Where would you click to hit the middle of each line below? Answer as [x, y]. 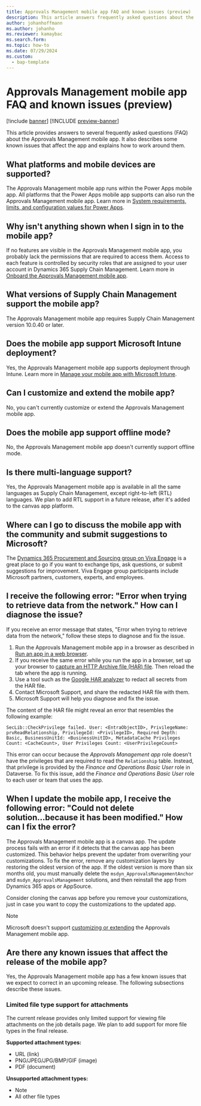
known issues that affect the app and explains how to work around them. [96, 145]
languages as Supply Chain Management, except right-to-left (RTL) [89, 493]
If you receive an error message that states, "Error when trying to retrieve [97, 629]
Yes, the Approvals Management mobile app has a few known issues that [96, 976]
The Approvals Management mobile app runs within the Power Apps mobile [99, 188]
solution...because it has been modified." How [95, 818]
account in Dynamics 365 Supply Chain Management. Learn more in [90, 269]
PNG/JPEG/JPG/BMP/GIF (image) [56, 1060]
